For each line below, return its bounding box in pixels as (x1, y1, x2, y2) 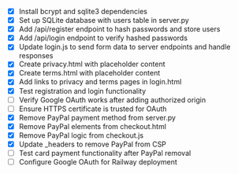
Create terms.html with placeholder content (18, 68, 161, 78)
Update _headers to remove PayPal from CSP (18, 139, 167, 149)
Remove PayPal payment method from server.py (18, 113, 177, 122)
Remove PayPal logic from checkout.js (18, 130, 143, 140)
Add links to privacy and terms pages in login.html (18, 77, 182, 87)
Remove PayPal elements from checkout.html (18, 121, 167, 131)
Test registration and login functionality (18, 86, 147, 95)
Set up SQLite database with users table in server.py (18, 16, 190, 25)
